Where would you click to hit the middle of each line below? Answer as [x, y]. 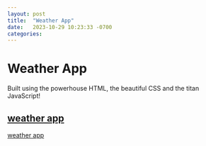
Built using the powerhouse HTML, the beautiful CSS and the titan [103, 89]
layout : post [27, 14]
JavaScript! [24, 96]
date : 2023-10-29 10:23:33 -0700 [60, 27]
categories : [25, 34]
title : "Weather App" [41, 21]
